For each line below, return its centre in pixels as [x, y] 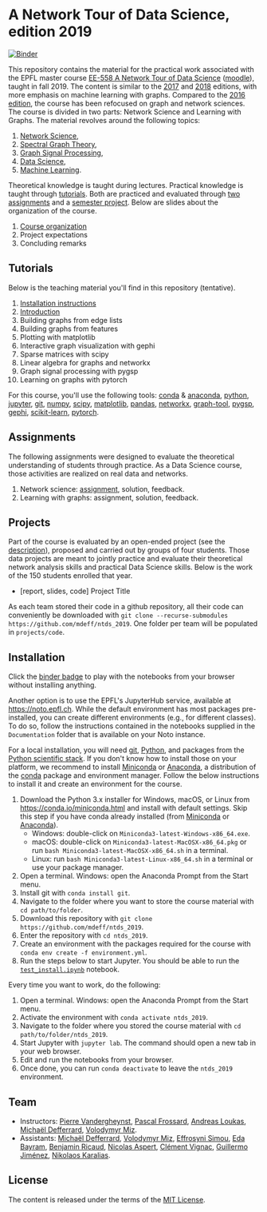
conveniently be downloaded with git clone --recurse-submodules [118, 615]
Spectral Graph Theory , [58, 144]
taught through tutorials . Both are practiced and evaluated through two [124, 193]
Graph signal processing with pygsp [79, 371]
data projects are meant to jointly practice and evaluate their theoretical [126, 559]
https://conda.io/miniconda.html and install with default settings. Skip [133, 808]
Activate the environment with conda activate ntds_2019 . [114, 1018]
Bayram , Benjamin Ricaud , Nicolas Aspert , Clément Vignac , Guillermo [134, 1146]
